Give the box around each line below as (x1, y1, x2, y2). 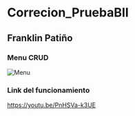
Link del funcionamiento (7, 85, 90, 95)
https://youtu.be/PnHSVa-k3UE (7, 101, 96, 109)
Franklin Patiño (7, 32, 73, 44)
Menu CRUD (7, 53, 49, 62)
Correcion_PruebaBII (7, 5, 129, 21)
